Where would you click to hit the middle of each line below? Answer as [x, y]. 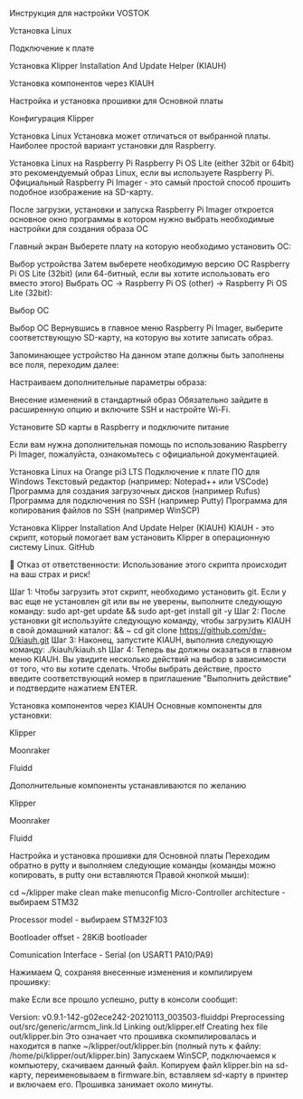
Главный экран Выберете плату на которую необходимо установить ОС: [151, 246]
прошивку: [30, 982]
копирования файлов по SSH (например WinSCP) [105, 510]
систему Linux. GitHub [52, 547]
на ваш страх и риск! [50, 574]
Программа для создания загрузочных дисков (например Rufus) [135, 491]
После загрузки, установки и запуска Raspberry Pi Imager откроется [142, 209]
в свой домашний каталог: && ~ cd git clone [94, 630]
